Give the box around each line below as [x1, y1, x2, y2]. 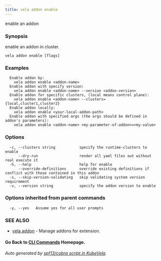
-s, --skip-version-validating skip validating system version [9, 175, 145, 180]
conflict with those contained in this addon [5, 170, 99, 176]
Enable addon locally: [9, 105, 56, 110]
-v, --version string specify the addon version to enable [9, 183, 156, 188]
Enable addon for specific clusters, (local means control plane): [9, 93, 150, 98]
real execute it [5, 158, 38, 162]
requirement [5, 179, 29, 184]
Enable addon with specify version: [9, 84, 84, 89]
